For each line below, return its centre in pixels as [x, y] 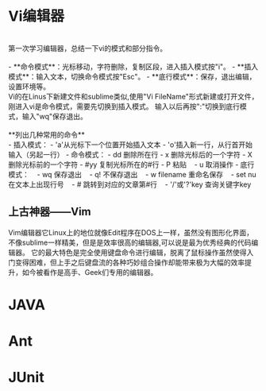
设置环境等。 [29, 86]
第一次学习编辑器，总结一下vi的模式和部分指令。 [88, 48]
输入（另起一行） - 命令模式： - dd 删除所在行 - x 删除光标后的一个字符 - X [130, 154]
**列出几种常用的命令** [47, 134]
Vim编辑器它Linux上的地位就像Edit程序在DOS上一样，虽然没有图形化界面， [131, 232]
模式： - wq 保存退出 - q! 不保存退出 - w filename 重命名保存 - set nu [132, 174]
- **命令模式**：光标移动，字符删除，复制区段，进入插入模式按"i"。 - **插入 [133, 66]
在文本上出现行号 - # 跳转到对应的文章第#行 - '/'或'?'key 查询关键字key [130, 184]
